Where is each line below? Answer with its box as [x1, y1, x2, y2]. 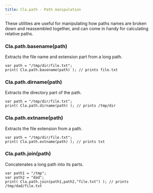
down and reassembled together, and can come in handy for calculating [5, 25, 149, 32]
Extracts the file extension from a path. [5, 126, 82, 131]
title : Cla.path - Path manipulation [5, 7, 81, 12]
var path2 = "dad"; [5, 175, 45, 180]
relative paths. [5, 31, 33, 36]
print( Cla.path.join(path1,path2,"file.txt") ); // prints [5, 179, 129, 184]
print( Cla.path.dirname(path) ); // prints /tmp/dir [5, 103, 116, 108]
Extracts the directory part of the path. [5, 90, 82, 96]
